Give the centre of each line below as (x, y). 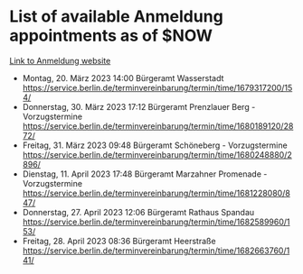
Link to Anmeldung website (60, 60)
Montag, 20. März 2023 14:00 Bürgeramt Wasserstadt (123, 78)
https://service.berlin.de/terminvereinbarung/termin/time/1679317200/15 (157, 87)
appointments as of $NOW (111, 36)
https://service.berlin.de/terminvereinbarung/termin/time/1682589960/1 (156, 222)
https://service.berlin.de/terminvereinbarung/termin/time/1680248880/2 (157, 154)
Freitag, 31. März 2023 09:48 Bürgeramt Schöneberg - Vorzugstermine (155, 145)
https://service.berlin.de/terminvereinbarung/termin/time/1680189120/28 (158, 126)
